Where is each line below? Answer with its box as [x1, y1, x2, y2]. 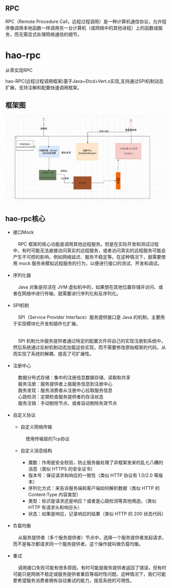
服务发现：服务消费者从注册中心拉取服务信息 [17, 387, 113, 393]
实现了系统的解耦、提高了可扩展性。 [17, 350, 94, 357]
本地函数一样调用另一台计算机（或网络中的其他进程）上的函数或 [23, 25, 158, 31]
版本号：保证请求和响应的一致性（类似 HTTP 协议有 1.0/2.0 [28, 472, 153, 478]
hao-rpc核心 [5, 214, 46, 223]
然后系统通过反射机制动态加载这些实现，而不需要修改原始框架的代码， [12, 344, 162, 350]
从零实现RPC [5, 67, 33, 73]
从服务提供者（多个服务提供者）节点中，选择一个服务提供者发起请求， [17, 534, 167, 540]
